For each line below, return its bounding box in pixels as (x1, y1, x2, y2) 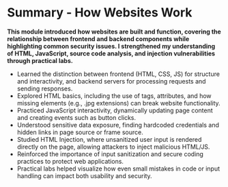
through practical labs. (7, 56, 73, 64)
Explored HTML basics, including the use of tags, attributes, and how (16, 91, 212, 100)
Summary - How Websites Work (7, 5, 193, 21)
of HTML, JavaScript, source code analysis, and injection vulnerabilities (7, 49, 216, 58)
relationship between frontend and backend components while (7, 34, 190, 42)
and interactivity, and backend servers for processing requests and (16, 77, 206, 85)
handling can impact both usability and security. (16, 171, 152, 179)
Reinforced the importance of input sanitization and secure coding (16, 149, 203, 158)
